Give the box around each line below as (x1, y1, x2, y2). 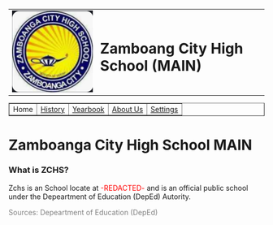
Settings (149, 104, 179, 114)
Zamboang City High (100, 39, 244, 58)
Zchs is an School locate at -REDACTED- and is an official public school (8, 183, 249, 193)
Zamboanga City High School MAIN (8, 136, 253, 154)
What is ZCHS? (8, 164, 69, 175)
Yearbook (71, 104, 105, 114)
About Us (111, 104, 144, 114)
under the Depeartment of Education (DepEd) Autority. (8, 192, 191, 201)
